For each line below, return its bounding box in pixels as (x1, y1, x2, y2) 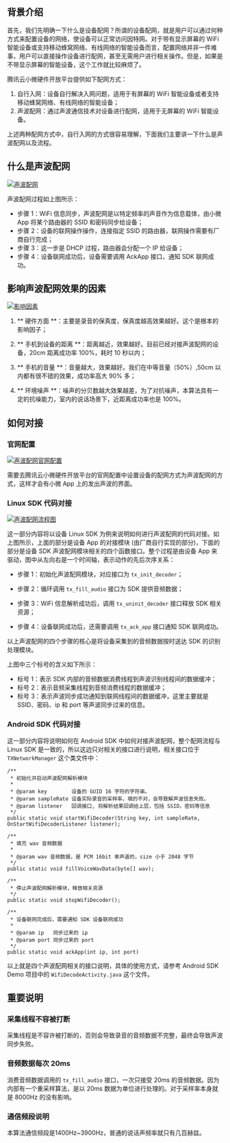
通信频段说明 (7, 1111, 50, 1121)
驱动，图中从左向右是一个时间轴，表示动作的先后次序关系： (7, 556, 175, 564)
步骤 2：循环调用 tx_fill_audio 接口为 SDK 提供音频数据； (16, 585, 183, 593)
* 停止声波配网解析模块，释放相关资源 (10, 885, 103, 892)
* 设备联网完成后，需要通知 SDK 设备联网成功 (10, 916, 124, 923)
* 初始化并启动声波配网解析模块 (10, 775, 88, 782)
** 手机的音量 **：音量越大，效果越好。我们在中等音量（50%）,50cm (16, 363, 214, 372)
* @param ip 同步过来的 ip (10, 929, 88, 936)
